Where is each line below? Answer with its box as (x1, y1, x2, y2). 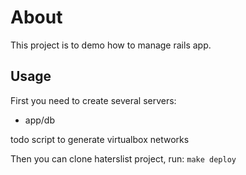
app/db (24, 114, 55, 126)
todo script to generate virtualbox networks (10, 133, 190, 145)
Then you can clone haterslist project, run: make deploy (10, 152, 237, 165)
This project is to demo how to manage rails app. (10, 39, 212, 51)
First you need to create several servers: (10, 94, 177, 106)
